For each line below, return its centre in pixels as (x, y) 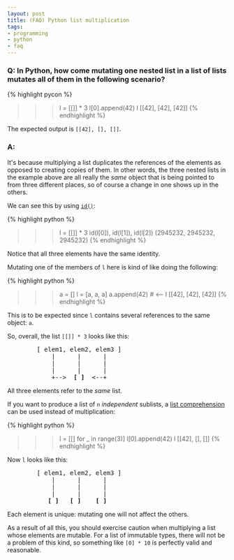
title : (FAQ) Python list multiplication (68, 20)
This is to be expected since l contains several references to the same (109, 315)
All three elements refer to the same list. (65, 390)
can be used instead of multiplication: (61, 411)
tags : (15, 27)
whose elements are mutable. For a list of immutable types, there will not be (116, 535)
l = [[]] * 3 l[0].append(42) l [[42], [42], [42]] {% (129, 108)
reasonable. (24, 550)
